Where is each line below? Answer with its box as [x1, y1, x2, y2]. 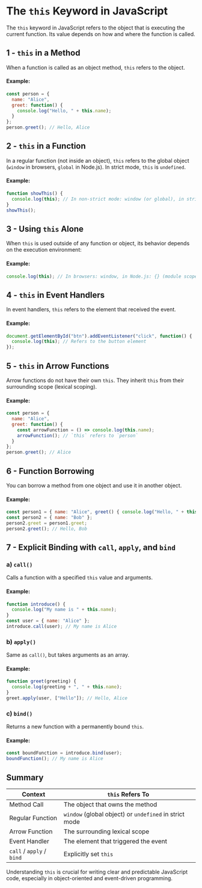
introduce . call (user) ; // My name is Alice [6, 624, 117, 630]
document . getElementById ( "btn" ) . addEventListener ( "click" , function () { [6, 333, 192, 339]
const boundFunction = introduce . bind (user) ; [6, 750, 122, 756]
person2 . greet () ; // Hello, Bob [6, 526, 87, 532]
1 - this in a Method [6, 48, 81, 58]
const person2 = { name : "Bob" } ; [6, 515, 93, 521]
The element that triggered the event [63, 837, 167, 845]
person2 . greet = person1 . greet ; [6, 520, 87, 526]
